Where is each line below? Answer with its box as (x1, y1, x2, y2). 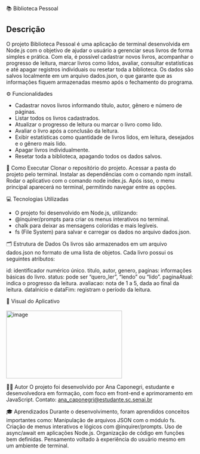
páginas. (14, 108, 36, 115)
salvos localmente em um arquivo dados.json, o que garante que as (6, 72, 173, 79)
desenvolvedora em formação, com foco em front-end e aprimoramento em (6, 389, 193, 397)
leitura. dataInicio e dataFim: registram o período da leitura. (6, 286, 152, 293)
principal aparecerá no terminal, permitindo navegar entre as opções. (6, 183, 177, 190)
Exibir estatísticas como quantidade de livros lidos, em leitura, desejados (14, 134, 194, 141)
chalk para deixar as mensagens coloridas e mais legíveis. (14, 222, 158, 229)
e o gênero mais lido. (14, 140, 67, 147)
